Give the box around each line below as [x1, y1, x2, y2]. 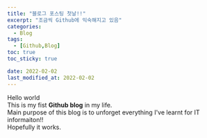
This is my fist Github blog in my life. [7, 101, 113, 109]
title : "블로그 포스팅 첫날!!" [7, 10, 86, 17]
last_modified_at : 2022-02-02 [7, 74, 95, 81]
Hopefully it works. [7, 123, 61, 131]
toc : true [7, 49, 36, 56]
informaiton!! [7, 115, 44, 123]
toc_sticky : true [7, 55, 58, 62]
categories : [7, 23, 42, 30]
